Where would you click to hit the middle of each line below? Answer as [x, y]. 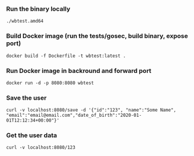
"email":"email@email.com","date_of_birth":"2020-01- [74, 115]
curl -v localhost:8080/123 [41, 148]
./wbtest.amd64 [25, 21]
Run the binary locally [38, 9]
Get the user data [32, 135]
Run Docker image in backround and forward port [79, 71]
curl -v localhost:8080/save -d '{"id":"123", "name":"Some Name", [91, 110]
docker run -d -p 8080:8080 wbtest [50, 83]
